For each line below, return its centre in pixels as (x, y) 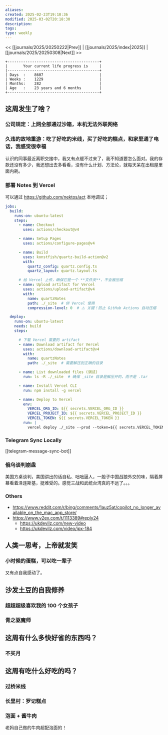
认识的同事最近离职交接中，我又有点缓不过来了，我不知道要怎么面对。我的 (82, 158)
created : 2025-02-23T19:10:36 (37, 14)
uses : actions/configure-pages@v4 (59, 243)
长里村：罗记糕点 (26, 701)
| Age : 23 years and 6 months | (53, 88)
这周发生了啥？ (28, 109)
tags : (11, 28)
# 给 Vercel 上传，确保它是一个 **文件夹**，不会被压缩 (71, 280)
